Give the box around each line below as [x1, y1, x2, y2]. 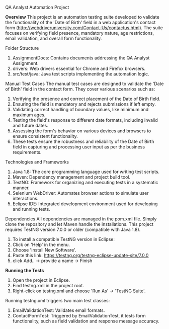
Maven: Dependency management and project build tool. [12, 174, 131, 180]
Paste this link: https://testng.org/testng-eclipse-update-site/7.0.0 [12, 253, 149, 258]
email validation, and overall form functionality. [5, 35, 102, 41]
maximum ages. [12, 112, 46, 118]
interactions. [12, 196, 39, 201]
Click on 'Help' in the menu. [12, 241, 70, 248]
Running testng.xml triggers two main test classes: [5, 298, 110, 303]
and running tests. [12, 206, 50, 212]
